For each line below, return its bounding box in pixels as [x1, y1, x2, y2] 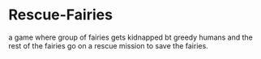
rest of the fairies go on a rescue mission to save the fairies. [8, 40, 208, 50]
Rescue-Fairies [8, 6, 113, 24]
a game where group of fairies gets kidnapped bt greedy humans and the [8, 32, 254, 42]
